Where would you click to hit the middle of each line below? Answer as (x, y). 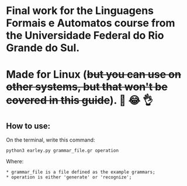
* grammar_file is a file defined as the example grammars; (81, 172)
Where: (15, 162)
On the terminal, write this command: (51, 140)
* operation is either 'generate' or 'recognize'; (69, 177)
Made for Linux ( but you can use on (93, 75)
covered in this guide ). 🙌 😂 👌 (79, 101)
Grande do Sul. (43, 48)
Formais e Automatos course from (91, 23)
